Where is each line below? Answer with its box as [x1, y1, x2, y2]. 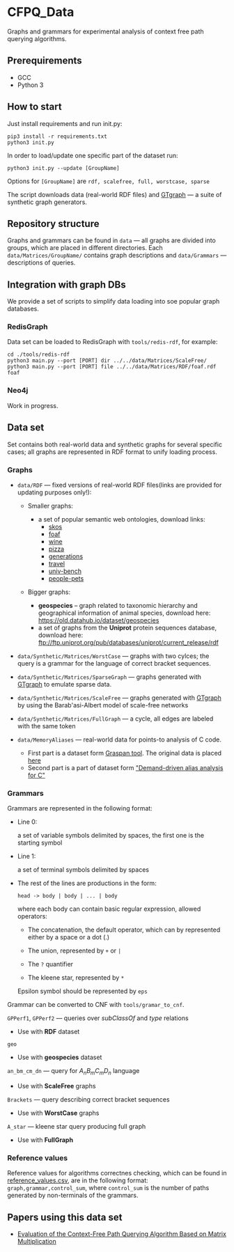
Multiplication [17, 1237, 57, 1246]
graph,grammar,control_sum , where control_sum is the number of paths [7, 1184, 210, 1192]
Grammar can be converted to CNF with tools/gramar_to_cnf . [7, 1001, 185, 1009]
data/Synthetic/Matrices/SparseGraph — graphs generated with [17, 673, 202, 681]
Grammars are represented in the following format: [7, 804, 153, 813]
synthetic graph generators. [7, 198, 87, 206]
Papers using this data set [7, 1211, 123, 1223]
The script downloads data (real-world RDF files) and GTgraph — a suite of [7, 190, 222, 198]
